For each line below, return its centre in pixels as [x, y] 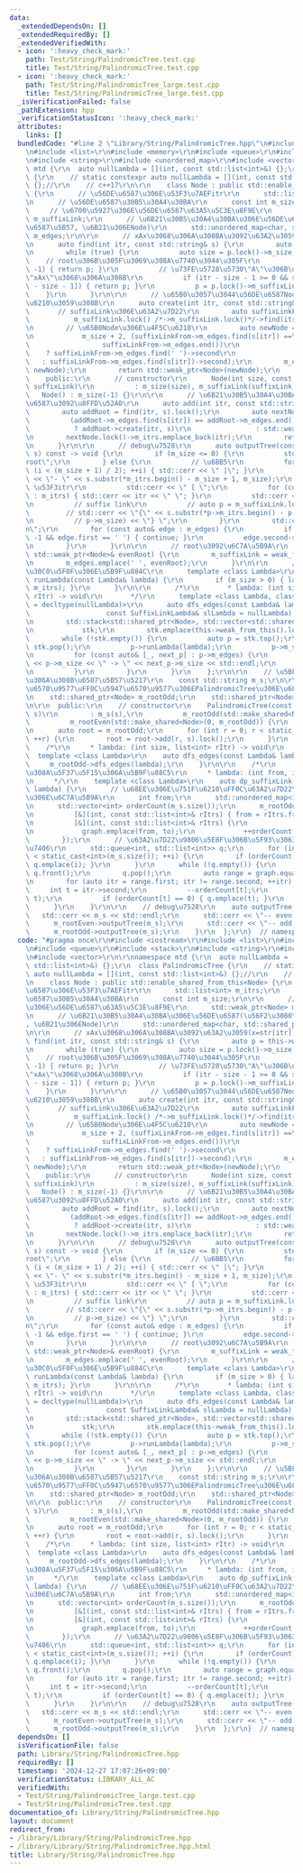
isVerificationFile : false [68, 1746]
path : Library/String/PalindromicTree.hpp [98, 1754]
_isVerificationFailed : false [74, 101]
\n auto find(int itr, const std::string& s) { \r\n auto [159, 245]
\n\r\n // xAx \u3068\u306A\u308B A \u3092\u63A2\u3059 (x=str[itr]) [161, 1033]
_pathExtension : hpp [56, 110]
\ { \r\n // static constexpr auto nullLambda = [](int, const [151, 177]
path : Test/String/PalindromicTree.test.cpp [110, 60]
